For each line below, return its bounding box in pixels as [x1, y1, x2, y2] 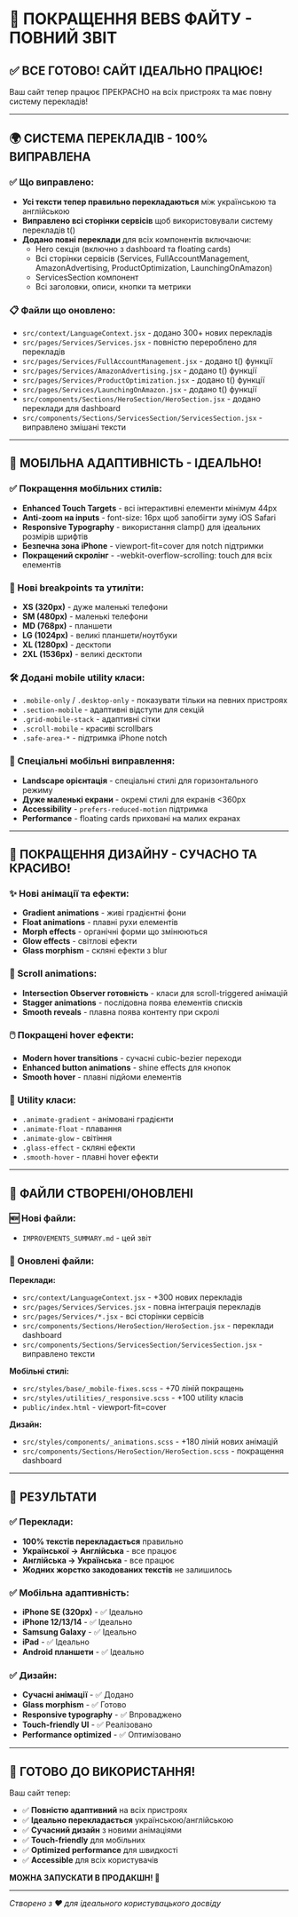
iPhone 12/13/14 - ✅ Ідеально [21, 1617, 133, 1628]
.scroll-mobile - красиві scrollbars [21, 724, 153, 734]
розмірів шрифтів [21, 531, 89, 542]
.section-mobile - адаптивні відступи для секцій [21, 704, 205, 715]
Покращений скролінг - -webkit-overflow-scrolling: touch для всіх [21, 550, 273, 560]
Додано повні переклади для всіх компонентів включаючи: [21, 234, 252, 244]
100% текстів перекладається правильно [21, 1536, 184, 1547]
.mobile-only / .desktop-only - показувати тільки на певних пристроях [21, 695, 288, 706]
